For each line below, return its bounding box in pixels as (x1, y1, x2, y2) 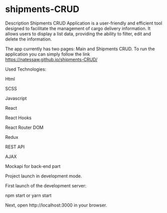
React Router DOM (5, 124, 44, 130)
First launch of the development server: (5, 182, 86, 188)
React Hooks (5, 114, 31, 121)
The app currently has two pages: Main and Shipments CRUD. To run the (5, 46, 155, 52)
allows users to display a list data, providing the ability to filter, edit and (5, 31, 151, 37)
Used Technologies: (5, 66, 46, 72)
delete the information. (5, 36, 52, 42)
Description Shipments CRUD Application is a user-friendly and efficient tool (5, 20, 162, 26)
